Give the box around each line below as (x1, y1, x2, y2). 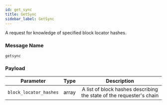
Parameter (20, 77, 46, 84)
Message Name (5, 42, 44, 49)
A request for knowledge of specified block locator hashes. (5, 30, 127, 36)
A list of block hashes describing (82, 86, 158, 93)
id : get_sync (5, 7, 32, 12)
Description (106, 77, 134, 84)
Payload (5, 65, 25, 71)
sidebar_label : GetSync (5, 16, 55, 21)
